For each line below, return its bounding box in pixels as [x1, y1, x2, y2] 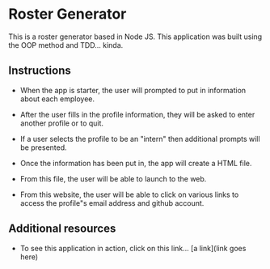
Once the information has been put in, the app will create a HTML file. [19, 158, 252, 168]
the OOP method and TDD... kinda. [8, 40, 124, 49]
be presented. [19, 143, 67, 152]
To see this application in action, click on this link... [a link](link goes [19, 243, 247, 253]
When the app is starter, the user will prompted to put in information [19, 85, 247, 95]
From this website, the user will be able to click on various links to [19, 190, 239, 199]
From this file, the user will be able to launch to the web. [19, 173, 207, 183]
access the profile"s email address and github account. [19, 198, 205, 207]
